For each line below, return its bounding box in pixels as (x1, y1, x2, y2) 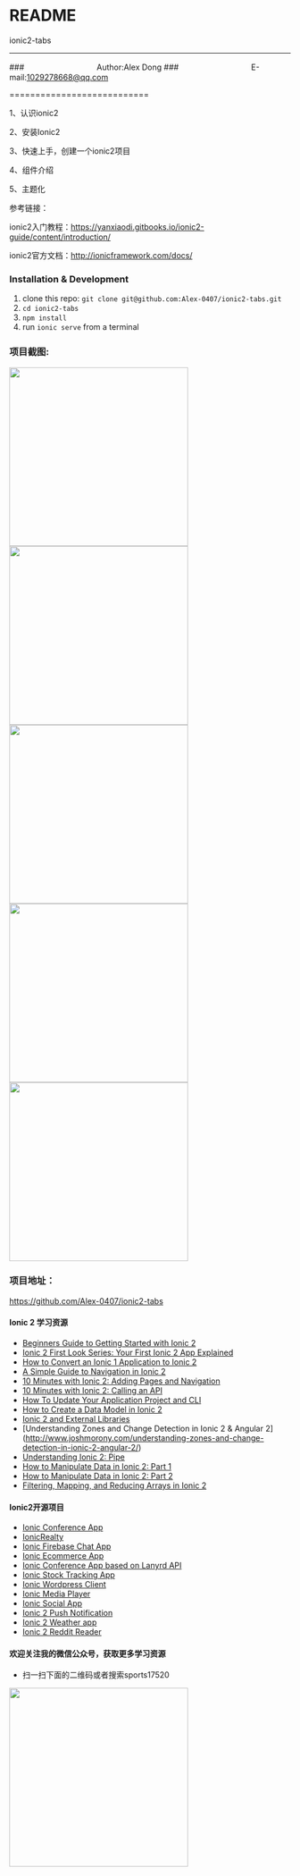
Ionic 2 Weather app (21, 1617, 97, 1628)
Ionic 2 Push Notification (21, 1608, 113, 1619)
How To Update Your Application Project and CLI (21, 1395, 202, 1406)
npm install (21, 314, 67, 323)
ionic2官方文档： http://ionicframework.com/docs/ (9, 249, 193, 260)
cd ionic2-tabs (21, 305, 79, 314)
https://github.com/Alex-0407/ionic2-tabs (9, 1295, 163, 1306)
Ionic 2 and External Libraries (21, 1414, 130, 1425)
